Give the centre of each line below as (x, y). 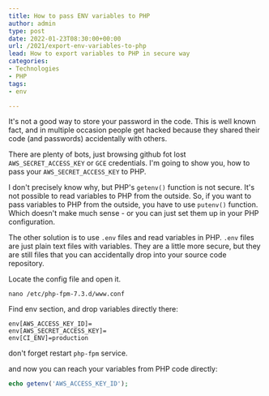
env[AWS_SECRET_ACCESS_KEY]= (58, 331)
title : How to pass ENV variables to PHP (79, 16)
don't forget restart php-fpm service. (68, 353)
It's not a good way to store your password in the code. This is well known (132, 122)
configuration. (32, 222)
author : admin (32, 24)
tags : (17, 84)
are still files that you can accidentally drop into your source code (117, 255)
